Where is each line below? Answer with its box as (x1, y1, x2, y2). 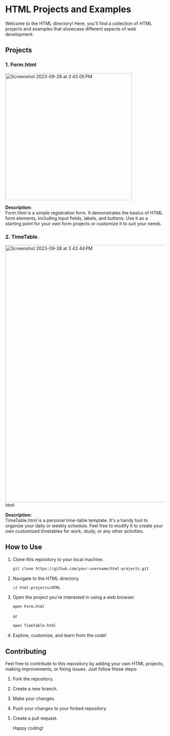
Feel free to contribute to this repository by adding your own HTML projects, (5, 661, 164, 667)
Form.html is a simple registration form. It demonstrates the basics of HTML (5, 209, 163, 216)
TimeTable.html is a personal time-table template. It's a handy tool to (5, 517, 148, 523)
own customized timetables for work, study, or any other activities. (5, 528, 144, 534)
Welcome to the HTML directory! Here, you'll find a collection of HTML (5, 20, 152, 26)
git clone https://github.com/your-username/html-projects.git (12, 566, 149, 571)
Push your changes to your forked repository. (12, 706, 108, 712)
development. (5, 31, 34, 37)
